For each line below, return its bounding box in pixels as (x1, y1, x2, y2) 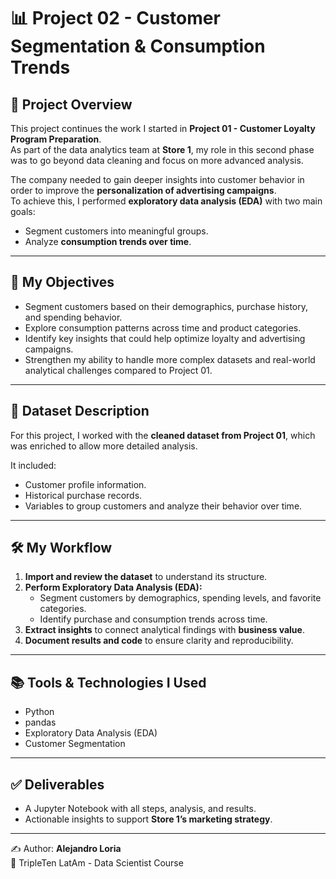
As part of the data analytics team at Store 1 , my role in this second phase (10, 144, 315, 155)
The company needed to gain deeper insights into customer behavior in (10, 174, 305, 185)
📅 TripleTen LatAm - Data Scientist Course (10, 857, 184, 869)
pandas (24, 716, 57, 729)
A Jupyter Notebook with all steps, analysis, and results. (24, 803, 257, 815)
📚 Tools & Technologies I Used (10, 674, 207, 691)
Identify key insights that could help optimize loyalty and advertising (24, 332, 306, 344)
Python (24, 706, 55, 718)
